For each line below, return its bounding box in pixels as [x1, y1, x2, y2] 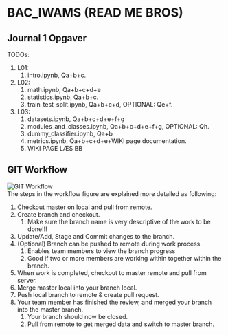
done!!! [27, 225, 48, 233]
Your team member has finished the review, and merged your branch [16, 298, 212, 306]
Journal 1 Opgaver [7, 32, 87, 44]
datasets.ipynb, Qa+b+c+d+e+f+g [27, 115, 125, 123]
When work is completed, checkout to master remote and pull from [16, 268, 207, 277]
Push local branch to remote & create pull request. [16, 290, 159, 299]
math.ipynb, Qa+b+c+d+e [27, 86, 101, 94]
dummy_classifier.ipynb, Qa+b [27, 129, 113, 138]
